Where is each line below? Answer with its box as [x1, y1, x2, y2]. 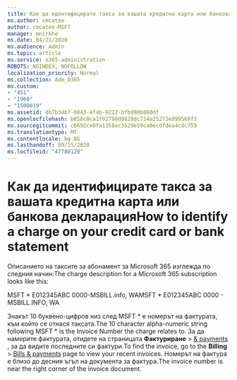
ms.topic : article [7, 50, 61, 57]
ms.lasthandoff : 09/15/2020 [7, 142, 90, 149]
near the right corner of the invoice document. [7, 364, 142, 373]
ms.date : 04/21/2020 [7, 37, 68, 44]
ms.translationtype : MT [7, 129, 78, 136]
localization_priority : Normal [7, 69, 99, 76]
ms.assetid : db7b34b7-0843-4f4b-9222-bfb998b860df [7, 109, 159, 116]
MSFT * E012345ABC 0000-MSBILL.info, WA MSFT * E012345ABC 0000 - [7, 290, 224, 299]
